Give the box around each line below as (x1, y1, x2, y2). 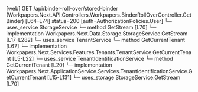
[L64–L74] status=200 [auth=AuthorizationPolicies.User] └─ (25, 18, 173, 24)
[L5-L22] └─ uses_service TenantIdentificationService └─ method (12, 55, 173, 62)
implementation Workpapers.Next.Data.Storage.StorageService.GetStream (6, 30, 188, 37)
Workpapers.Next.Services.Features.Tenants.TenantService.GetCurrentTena (6, 49, 192, 55)
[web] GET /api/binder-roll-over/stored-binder (6, 5, 118, 12)
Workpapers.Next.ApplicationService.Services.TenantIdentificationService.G (6, 68, 193, 74)
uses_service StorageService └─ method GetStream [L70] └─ (6, 24, 157, 31)
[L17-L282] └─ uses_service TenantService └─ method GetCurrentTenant (6, 37, 185, 43)
